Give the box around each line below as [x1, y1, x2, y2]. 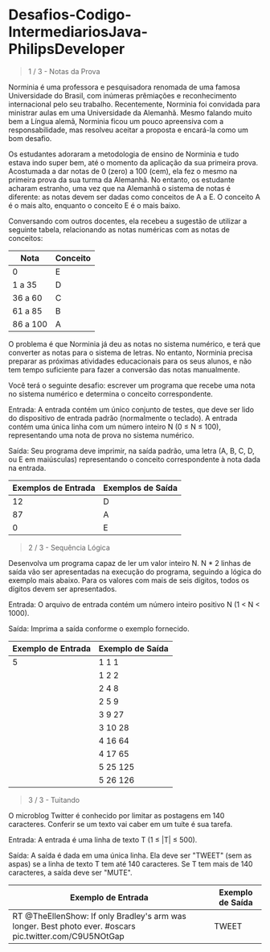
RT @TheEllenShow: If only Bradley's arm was [12, 910, 186, 921]
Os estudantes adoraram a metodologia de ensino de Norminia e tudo [8, 149, 239, 159]
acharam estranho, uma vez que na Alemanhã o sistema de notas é [8, 183, 231, 193]
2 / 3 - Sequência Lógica [27, 543, 111, 552]
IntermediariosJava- [8, 23, 149, 41]
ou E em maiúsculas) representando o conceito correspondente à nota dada [8, 454, 261, 464]
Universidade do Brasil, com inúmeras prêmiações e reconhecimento [8, 90, 237, 100]
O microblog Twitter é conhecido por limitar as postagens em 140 [8, 810, 225, 820]
